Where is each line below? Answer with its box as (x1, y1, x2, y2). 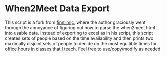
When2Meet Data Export (5, 3, 110, 14)
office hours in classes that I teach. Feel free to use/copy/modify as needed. (5, 46, 162, 52)
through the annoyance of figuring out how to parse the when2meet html (5, 24, 155, 30)
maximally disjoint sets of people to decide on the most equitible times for (5, 40, 157, 46)
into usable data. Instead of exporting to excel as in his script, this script (5, 30, 153, 36)
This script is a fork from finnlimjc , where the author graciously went (5, 19, 146, 25)
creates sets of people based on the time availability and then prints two (5, 35, 154, 41)
